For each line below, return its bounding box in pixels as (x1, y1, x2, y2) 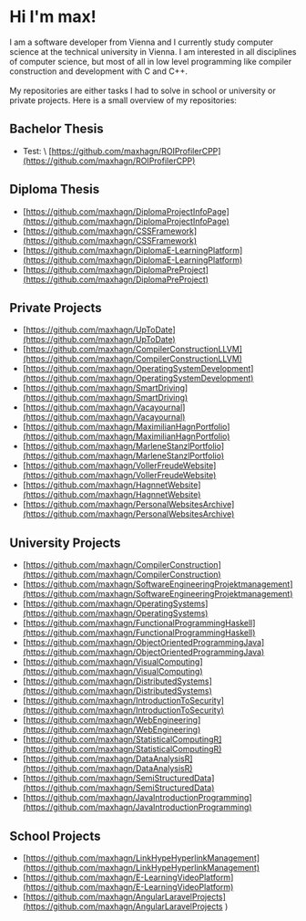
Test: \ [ (22, 145, 52, 156)
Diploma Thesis (9, 182, 100, 197)
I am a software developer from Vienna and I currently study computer (9, 37, 274, 47)
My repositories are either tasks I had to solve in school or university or (9, 85, 276, 96)
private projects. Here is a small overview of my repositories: (9, 94, 237, 106)
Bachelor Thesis (9, 121, 104, 137)
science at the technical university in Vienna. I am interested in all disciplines (9, 46, 297, 57)
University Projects (9, 535, 121, 550)
